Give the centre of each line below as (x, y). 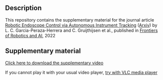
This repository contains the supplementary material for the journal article (80, 20)
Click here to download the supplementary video (54, 63)
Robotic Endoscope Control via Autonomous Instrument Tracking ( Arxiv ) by (81, 25)
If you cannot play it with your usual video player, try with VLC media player (81, 72)
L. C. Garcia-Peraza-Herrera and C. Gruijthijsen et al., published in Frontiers (81, 30)
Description (23, 8)
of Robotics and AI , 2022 (30, 35)
